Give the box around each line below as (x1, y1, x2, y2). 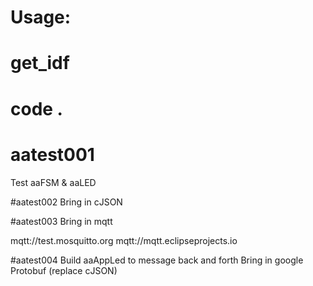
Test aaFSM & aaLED (10, 176, 97, 188)
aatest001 (10, 143, 95, 166)
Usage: (10, 6, 72, 29)
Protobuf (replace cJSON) (10, 264, 118, 276)
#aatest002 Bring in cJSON (10, 196, 123, 208)
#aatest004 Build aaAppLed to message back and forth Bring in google (10, 254, 304, 266)
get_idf (10, 52, 70, 75)
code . (10, 97, 63, 120)
